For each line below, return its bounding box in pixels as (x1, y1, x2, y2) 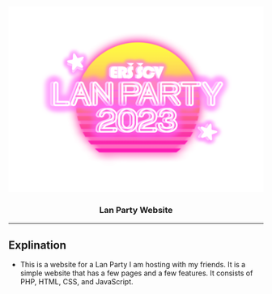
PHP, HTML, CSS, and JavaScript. (19, 277, 134, 287)
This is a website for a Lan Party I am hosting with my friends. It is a (19, 260, 246, 270)
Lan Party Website (99, 205, 173, 216)
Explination (8, 238, 67, 252)
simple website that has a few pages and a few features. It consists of (19, 268, 253, 278)
